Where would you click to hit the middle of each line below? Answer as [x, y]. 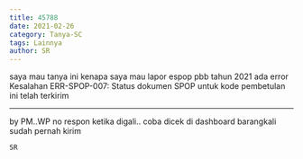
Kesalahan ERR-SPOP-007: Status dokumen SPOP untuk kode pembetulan [147, 86]
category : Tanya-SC [46, 34]
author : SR [30, 51]
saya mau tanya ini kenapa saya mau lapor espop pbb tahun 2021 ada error [149, 76]
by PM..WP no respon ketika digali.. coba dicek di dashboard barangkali [143, 121]
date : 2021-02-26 [42, 26]
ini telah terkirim [39, 96]
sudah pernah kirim [46, 131]
